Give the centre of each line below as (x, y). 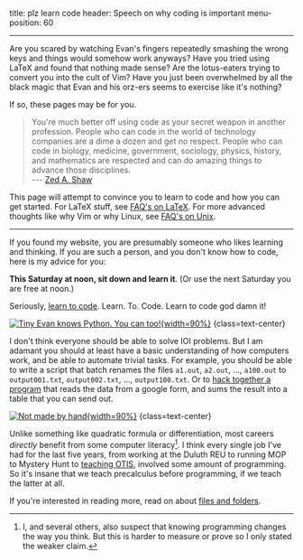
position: (26, 23)
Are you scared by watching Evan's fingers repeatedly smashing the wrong (149, 48)
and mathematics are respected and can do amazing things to (147, 160)
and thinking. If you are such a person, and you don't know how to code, (144, 252)
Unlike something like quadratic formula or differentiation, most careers (142, 434)
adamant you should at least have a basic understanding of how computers (149, 350)
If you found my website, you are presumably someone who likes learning (147, 242)
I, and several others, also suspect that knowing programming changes (154, 527)
